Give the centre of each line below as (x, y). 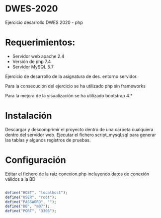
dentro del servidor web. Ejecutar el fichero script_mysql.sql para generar (81, 135)
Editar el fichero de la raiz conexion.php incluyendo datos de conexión (77, 174)
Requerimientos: (40, 42)
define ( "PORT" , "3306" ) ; (31, 211)
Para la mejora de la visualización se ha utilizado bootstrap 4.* (69, 95)
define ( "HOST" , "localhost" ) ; (37, 192)
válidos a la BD (20, 179)
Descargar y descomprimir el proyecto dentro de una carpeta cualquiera (79, 129)
